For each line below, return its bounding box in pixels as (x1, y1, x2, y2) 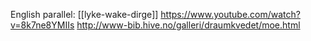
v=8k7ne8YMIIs (10, 19, 75, 31)
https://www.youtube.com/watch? (160, 9, 301, 20)
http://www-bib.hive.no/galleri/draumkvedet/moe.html (76, 19, 301, 31)
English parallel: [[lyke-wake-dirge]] (10, 9, 159, 20)
